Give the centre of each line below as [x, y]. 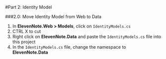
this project [24, 42]
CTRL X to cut [27, 31]
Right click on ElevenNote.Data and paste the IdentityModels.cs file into [87, 37]
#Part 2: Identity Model [28, 7]
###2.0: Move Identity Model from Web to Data [53, 16]
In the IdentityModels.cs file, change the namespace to [69, 47]
